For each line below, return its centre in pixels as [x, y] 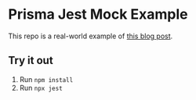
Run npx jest [41, 87]
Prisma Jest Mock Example [98, 14]
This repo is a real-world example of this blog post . [91, 36]
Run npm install [46, 79]
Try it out [31, 61]
